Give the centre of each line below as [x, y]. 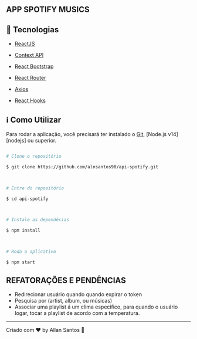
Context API [29, 55]
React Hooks [30, 101]
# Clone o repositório [34, 157]
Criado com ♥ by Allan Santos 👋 [45, 330]
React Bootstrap [34, 66]
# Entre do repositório [35, 188]
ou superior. [42, 141]
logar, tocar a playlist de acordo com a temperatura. [77, 313]
